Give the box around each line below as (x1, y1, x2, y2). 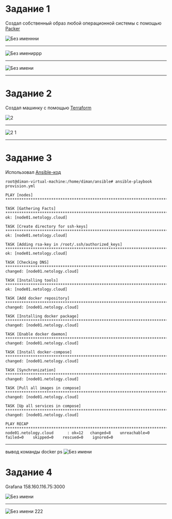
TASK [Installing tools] (5, 277, 58, 283)
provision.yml (5, 183, 36, 189)
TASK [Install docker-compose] (5, 349, 72, 354)
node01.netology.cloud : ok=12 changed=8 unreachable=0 (5, 430, 150, 435)
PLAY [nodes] (5, 192, 33, 197)
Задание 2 (5, 88, 52, 99)
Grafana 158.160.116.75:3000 (5, 483, 66, 490)
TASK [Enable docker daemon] (5, 331, 68, 336)
